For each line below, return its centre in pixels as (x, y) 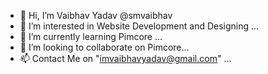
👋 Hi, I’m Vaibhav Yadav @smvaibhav (96, 15)
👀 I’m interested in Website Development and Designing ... (139, 26)
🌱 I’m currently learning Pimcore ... (91, 36)
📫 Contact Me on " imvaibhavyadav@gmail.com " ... (125, 58)
